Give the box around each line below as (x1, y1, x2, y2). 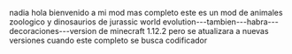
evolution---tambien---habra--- (162, 17, 279, 27)
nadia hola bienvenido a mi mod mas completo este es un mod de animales (9, 8, 283, 17)
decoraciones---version (9, 26, 97, 36)
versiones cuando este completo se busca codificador (9, 35, 208, 45)
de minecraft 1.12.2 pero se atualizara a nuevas (98, 26, 269, 36)
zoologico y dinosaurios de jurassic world (9, 17, 161, 27)
